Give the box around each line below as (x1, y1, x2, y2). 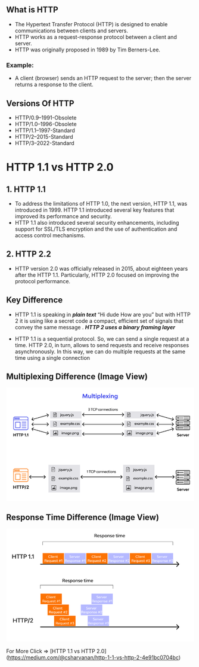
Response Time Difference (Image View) (6, 512, 160, 522)
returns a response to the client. (14, 81, 94, 88)
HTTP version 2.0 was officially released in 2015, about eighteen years (14, 265, 188, 272)
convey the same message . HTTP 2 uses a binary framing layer (14, 323, 176, 331)
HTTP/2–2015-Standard (14, 133, 73, 140)
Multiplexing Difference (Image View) (6, 371, 148, 381)
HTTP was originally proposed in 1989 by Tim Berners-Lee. (14, 46, 161, 53)
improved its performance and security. (14, 212, 112, 220)
